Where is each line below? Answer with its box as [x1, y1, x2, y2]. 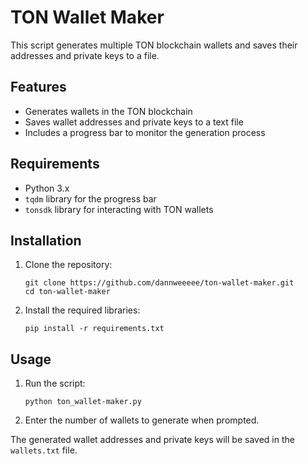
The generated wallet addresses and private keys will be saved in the [10, 434, 295, 446]
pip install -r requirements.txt [24, 324, 165, 334]
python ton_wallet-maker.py [24, 397, 142, 407]
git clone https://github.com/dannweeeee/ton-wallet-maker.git [24, 278, 295, 288]
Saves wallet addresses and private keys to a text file [24, 116, 244, 128]
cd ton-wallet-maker [24, 287, 111, 297]
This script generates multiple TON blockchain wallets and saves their [10, 39, 298, 51]
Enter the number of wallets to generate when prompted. [24, 414, 260, 426]
